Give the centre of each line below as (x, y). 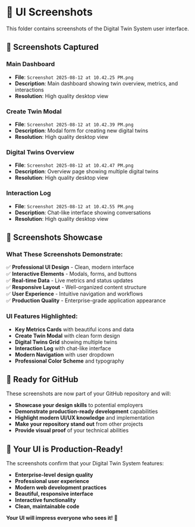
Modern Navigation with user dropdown (65, 354)
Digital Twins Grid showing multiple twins (66, 342)
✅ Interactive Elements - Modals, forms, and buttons (72, 274)
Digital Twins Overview (40, 152)
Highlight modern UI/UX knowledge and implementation (84, 418)
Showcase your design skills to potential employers (79, 405)
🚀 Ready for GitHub (42, 379)
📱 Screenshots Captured (53, 47)
